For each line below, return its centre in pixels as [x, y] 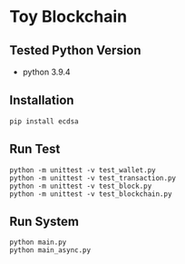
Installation [42, 100]
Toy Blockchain [68, 17]
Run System [44, 222]
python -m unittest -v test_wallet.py [83, 170]
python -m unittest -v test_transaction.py [93, 178]
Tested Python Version [76, 50]
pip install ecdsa [44, 121]
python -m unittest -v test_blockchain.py [91, 194]
